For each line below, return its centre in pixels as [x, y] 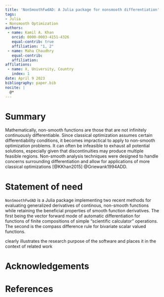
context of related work [29, 246]
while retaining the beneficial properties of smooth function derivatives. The [82, 211]
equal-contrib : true [33, 42]
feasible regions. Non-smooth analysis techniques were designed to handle [82, 156]
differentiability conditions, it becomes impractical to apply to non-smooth [80, 140]
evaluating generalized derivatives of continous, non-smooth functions [77, 205]
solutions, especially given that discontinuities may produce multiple [74, 151]
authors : [14, 28]
